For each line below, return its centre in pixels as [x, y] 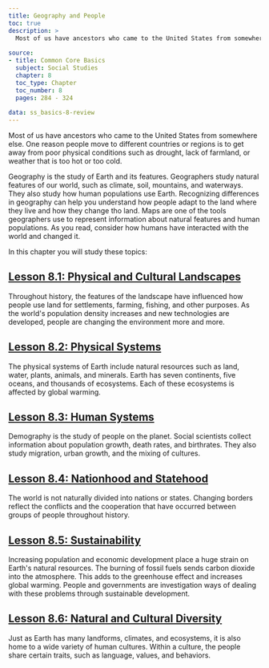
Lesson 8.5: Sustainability [75, 540]
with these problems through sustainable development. [99, 593]
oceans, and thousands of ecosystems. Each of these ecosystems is [121, 383]
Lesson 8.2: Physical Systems [85, 347]
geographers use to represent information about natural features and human [134, 219]
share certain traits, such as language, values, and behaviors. [109, 655]
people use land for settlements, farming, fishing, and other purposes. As [129, 305]
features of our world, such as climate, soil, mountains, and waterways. [126, 185]
